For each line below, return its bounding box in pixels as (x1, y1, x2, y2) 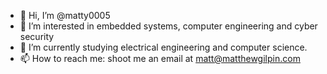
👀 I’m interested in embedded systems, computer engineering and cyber (19, 20, 318, 32)
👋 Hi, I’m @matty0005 (19, 10, 111, 21)
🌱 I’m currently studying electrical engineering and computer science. (19, 41, 308, 53)
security (19, 31, 55, 42)
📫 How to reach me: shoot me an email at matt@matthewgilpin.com (19, 53, 301, 64)
